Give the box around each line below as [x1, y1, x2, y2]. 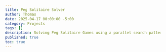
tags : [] [5, 26, 23, 31]
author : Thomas [5, 12, 37, 17]
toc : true [5, 40, 26, 45]
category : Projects [5, 21, 45, 26]
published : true [5, 35, 39, 40]
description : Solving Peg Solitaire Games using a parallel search [5, 30, 147, 35]
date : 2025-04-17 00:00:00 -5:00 [5, 16, 74, 21]
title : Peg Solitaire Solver [5, 7, 65, 12]
